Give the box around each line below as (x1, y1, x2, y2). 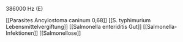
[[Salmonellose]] (39, 29, 81, 37)
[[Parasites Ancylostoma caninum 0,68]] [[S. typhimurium (6, 17, 151, 23)
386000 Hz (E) (6, 5, 43, 12)
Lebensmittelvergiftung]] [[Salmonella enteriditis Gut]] (6, 23, 142, 30)
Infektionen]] (6, 29, 38, 37)
